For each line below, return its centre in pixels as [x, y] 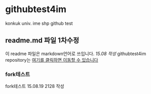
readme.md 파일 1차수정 [42, 41]
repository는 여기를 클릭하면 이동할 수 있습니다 [52, 60]
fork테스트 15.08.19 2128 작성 [35, 86]
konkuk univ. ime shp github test [39, 23]
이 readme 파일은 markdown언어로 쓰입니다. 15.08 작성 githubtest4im [76, 54]
